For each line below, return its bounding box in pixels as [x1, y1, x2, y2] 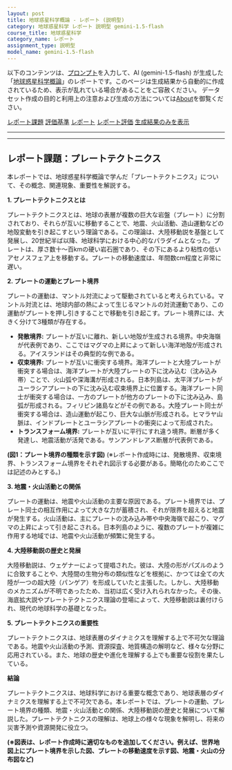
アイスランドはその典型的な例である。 [29, 349, 138, 358]
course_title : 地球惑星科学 [7, 29, 81, 37]
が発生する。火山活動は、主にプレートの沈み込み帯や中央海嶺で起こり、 [7, 514, 213, 522]
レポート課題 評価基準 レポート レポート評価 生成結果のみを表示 [7, 117, 190, 126]
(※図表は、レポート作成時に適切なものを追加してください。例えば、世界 [7, 738, 214, 746]
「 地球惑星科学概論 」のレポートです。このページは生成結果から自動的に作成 [7, 77, 224, 85]
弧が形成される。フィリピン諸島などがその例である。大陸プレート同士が [17, 401, 223, 410]
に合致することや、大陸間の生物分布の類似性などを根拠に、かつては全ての [7, 569, 219, 577]
